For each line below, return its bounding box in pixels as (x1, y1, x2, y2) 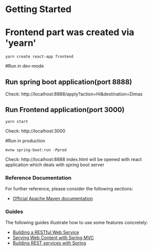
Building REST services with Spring (12, 240, 86, 246)
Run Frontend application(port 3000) (5, 106, 125, 114)
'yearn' (5, 37, 36, 49)
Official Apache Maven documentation (12, 195, 93, 202)
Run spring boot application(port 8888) (5, 77, 132, 86)
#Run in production (5, 137, 46, 143)
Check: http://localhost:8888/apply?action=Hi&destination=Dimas (5, 91, 143, 97)
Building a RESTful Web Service (12, 229, 80, 235)
